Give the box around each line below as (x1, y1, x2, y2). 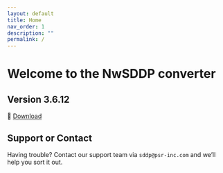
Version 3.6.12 (7, 93, 70, 105)
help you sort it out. (7, 158, 63, 166)
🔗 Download (7, 112, 42, 120)
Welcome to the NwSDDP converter (7, 66, 216, 82)
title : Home (7, 17, 42, 24)
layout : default (7, 10, 54, 17)
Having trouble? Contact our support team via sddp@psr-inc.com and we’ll (7, 150, 216, 158)
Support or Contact (7, 132, 92, 144)
